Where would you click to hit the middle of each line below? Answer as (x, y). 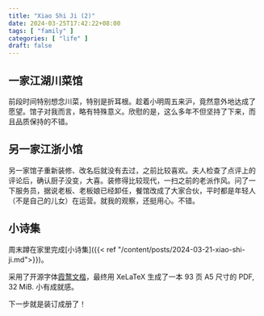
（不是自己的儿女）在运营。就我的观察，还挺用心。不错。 (104, 200)
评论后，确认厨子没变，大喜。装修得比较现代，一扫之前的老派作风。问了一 (132, 180)
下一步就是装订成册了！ (47, 304)
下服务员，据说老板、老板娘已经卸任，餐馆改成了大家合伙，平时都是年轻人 (132, 190)
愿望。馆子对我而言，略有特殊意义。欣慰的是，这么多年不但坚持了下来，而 (132, 111)
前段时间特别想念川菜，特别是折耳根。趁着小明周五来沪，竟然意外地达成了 (132, 101)
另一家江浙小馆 (46, 150)
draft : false (30, 46)
